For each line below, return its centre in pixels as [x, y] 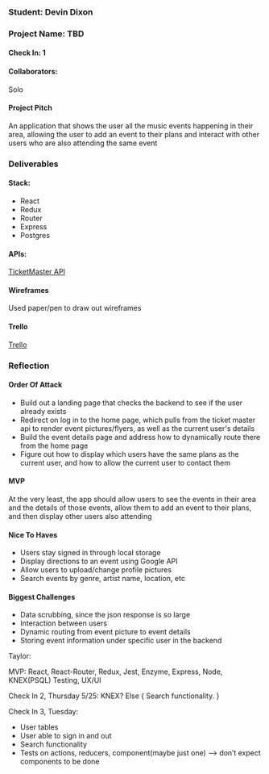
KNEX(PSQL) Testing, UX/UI [55, 680]
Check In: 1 [27, 53]
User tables [39, 727]
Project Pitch [30, 108]
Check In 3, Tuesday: [43, 712]
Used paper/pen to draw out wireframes [75, 308]
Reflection [29, 366]
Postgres [35, 235]
